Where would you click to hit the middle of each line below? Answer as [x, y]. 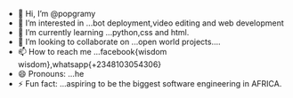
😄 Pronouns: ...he [51, 74]
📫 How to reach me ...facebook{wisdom [92, 52]
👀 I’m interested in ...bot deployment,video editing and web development [151, 23]
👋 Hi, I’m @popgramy [57, 14]
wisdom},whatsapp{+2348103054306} [90, 64]
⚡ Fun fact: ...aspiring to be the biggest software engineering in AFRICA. [150, 83]
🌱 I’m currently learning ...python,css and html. [103, 32]
